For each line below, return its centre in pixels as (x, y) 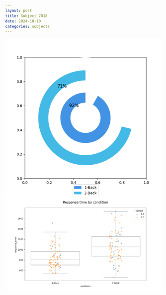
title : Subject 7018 (27, 16)
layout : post (19, 10)
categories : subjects (28, 26)
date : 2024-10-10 (23, 21)
